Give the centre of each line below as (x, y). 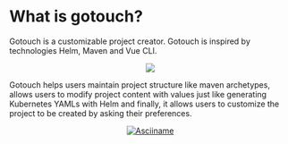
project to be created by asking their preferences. (101, 113)
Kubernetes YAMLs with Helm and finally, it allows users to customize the (144, 104)
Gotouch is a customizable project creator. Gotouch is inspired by (130, 41)
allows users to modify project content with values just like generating (138, 94)
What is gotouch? (76, 17)
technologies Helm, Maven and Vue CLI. (83, 50)
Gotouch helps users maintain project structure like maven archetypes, (140, 85)
